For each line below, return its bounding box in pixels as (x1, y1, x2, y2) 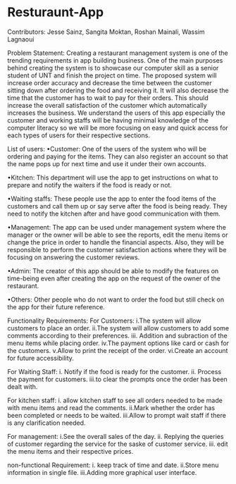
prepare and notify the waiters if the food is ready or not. (7, 180, 173, 189)
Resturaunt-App (7, 4, 104, 20)
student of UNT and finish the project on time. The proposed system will (7, 71, 217, 80)
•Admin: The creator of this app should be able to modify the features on (7, 266, 219, 275)
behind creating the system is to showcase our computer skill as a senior (7, 63, 219, 72)
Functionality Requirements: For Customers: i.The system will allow (7, 316, 201, 325)
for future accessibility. (7, 354, 74, 362)
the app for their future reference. (7, 302, 106, 311)
